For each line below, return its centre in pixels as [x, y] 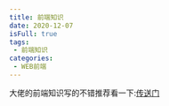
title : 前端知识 [36, 17]
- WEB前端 [30, 67]
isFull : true [33, 34]
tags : [19, 42]
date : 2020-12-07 [41, 26]
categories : [31, 58]
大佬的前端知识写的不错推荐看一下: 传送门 [84, 93]
